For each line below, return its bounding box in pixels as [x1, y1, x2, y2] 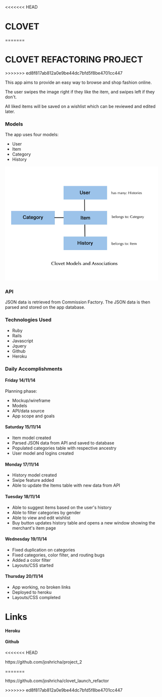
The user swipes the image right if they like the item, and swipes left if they [5, 89, 155, 95]
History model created [12, 472, 57, 478]
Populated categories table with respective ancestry [12, 445, 116, 451]
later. [5, 109, 16, 114]
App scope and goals [12, 413, 55, 419]
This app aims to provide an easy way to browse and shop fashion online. [5, 79, 152, 85]
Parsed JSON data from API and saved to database [12, 440, 114, 446]
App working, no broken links [12, 584, 71, 590]
